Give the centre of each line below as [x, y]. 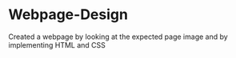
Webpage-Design [68, 15]
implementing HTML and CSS [57, 44]
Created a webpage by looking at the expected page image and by [118, 37]
